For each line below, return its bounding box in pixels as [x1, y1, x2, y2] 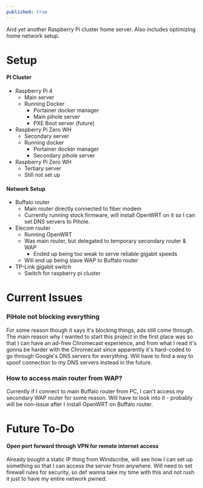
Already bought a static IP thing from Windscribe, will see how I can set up [6, 456, 193, 463]
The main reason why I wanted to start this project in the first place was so [6, 332, 193, 340]
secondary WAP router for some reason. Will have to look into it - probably [6, 394, 193, 401]
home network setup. [6, 32, 60, 40]
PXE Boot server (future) [33, 120, 95, 127]
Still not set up [24, 171, 61, 179]
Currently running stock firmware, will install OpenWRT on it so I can [24, 211, 196, 219]
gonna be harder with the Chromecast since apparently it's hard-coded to [6, 346, 191, 353]
